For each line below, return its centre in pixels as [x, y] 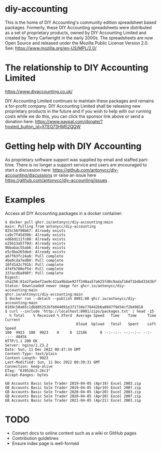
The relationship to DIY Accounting [77, 68]
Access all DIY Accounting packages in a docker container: [64, 213]
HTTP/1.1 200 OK [21, 341]
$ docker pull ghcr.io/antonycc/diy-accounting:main [59, 222]
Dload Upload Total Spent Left [116, 324]
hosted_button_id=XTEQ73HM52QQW [43, 127]
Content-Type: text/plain [31, 354]
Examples [25, 200]
